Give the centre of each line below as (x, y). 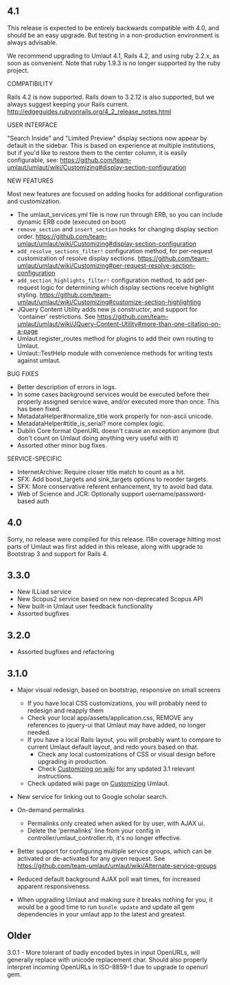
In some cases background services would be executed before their (113, 394)
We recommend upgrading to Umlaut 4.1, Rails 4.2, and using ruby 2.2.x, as (113, 56)
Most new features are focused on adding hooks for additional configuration (115, 194)
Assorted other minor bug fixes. (62, 445)
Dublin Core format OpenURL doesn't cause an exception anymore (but (118, 430)
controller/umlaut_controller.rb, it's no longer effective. (104, 838)
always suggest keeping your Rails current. (68, 104)
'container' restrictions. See (56, 316)
